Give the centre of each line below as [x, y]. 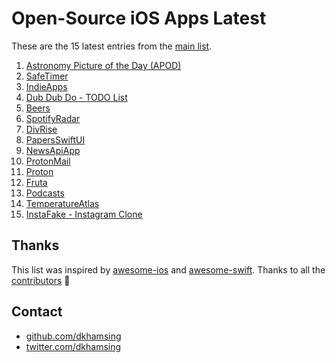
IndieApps [46, 86]
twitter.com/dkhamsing [73, 346]
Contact [37, 312]
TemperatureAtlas [62, 203]
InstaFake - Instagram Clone [84, 214]
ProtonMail [48, 161]
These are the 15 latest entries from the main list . [112, 46]
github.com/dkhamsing [73, 336]
